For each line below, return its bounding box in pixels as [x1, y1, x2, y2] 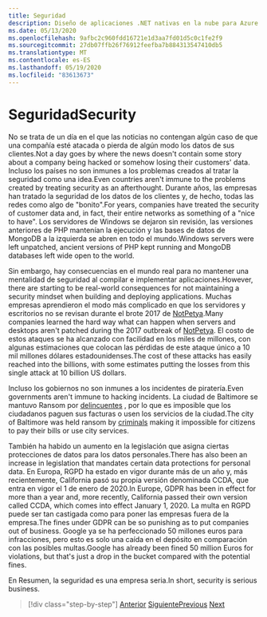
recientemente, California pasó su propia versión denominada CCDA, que [8, 475, 249, 485]
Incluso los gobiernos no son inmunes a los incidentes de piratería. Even [8, 383, 245, 393]
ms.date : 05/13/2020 [8, 26, 77, 34]
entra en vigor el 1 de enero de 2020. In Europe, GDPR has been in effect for [8, 484, 257, 493]
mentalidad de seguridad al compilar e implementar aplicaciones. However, [8, 275, 253, 284]
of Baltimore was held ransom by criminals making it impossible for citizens [8, 417, 256, 427]
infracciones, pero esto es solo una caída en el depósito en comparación [8, 534, 247, 544]
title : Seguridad [8, 11, 66, 20]
